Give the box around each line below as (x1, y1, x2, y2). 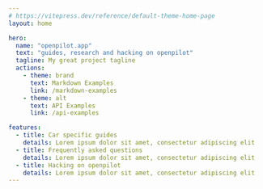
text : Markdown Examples (29, 78, 114, 87)
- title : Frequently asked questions (15, 146, 143, 154)
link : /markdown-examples (29, 86, 117, 94)
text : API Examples (29, 102, 95, 110)
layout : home (8, 19, 53, 27)
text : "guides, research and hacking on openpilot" (15, 49, 194, 57)
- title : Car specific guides (15, 131, 117, 140)
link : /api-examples (29, 109, 100, 117)
